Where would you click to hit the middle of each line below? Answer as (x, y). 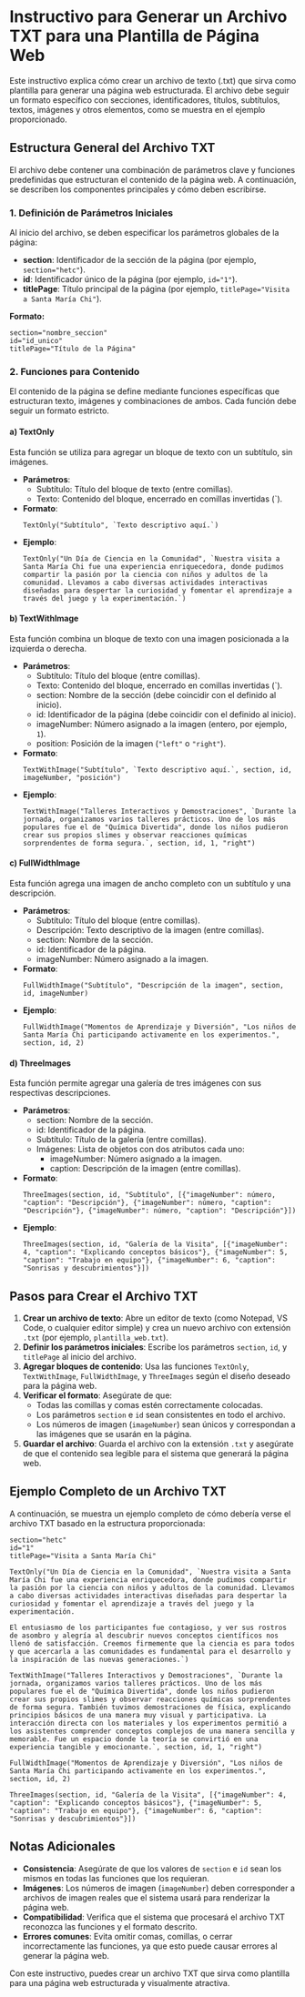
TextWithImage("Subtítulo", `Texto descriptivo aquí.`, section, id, (158, 770)
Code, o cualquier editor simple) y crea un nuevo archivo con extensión (157, 1327)
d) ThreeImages (40, 1063)
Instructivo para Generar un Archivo (148, 17)
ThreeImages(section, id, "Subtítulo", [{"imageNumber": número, (149, 1195)
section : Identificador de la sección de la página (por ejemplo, (139, 260)
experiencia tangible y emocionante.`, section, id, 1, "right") (136, 1747)
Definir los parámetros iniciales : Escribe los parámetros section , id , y (155, 1347)
